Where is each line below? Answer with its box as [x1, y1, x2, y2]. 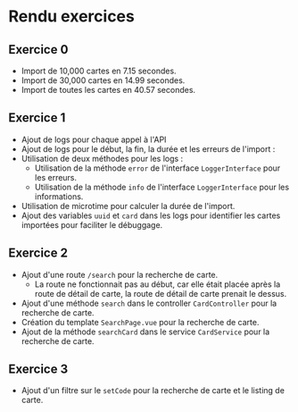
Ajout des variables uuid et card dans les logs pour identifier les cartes [21, 210, 281, 221]
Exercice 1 [8, 110, 66, 126]
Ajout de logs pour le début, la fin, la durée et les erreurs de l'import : [21, 143, 276, 154]
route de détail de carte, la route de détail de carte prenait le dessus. [34, 288, 287, 298]
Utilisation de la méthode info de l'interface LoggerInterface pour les [34, 181, 290, 192]
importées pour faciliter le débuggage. [21, 219, 163, 230]
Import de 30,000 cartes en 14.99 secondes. [21, 75, 186, 86]
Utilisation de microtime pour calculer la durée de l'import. [21, 200, 236, 211]
